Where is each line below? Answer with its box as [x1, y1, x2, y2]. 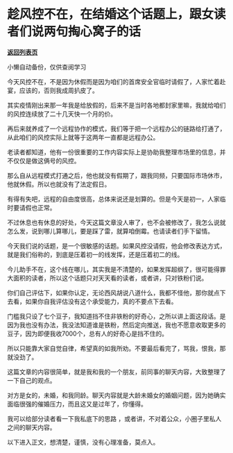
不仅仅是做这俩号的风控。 [7, 156, 80, 165]
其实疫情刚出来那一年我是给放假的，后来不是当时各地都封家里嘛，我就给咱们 [7, 101, 226, 109]
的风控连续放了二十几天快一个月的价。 [7, 109, 116, 118]
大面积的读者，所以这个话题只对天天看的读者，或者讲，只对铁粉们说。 [7, 274, 208, 282]
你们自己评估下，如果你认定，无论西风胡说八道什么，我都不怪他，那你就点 [7, 288, 220, 297]
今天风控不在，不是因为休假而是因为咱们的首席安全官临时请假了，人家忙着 [7, 77, 220, 85]
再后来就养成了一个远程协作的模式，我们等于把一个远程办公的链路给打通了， [7, 124, 226, 133]
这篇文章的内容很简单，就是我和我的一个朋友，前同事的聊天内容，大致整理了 [7, 368, 226, 376]
